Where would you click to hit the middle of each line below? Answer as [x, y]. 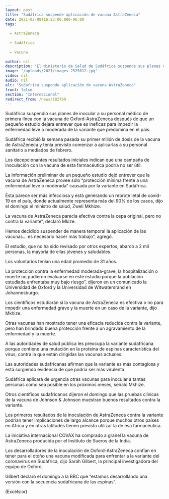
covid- [154, 195]
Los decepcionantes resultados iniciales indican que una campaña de [77, 160]
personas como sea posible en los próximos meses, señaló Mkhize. [75, 385]
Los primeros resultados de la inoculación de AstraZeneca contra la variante [84, 415]
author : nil [18, 62]
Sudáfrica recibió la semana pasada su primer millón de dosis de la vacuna [83, 139]
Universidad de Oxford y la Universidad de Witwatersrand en [68, 287]
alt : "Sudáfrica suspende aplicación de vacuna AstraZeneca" [71, 85]
